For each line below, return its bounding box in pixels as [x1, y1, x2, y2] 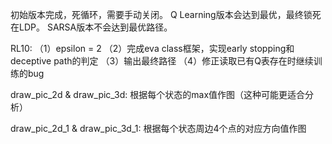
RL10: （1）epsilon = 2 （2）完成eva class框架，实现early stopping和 [10, 43, 295, 54]
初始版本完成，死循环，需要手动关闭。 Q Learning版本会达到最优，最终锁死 [10, 9, 322, 20]
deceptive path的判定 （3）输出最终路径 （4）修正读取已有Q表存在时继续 [10, 55, 314, 67]
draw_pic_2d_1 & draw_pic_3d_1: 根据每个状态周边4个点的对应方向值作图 [10, 123, 307, 134]
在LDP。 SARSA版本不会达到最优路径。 [10, 21, 173, 33]
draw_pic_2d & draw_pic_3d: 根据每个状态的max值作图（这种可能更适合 [10, 89, 306, 100]
